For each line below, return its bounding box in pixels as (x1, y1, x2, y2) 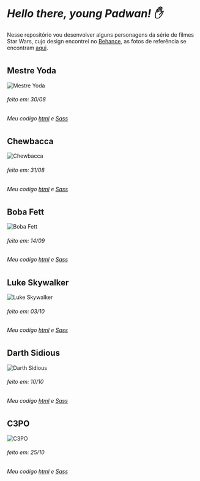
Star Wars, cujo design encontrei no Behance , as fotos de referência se (7, 37, 187, 45)
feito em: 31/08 (7, 166, 45, 174)
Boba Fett (7, 207, 45, 217)
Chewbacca (7, 136, 54, 146)
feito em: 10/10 (7, 378, 44, 386)
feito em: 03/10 (7, 307, 45, 315)
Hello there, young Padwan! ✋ (7, 7, 163, 21)
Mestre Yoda (7, 65, 57, 76)
